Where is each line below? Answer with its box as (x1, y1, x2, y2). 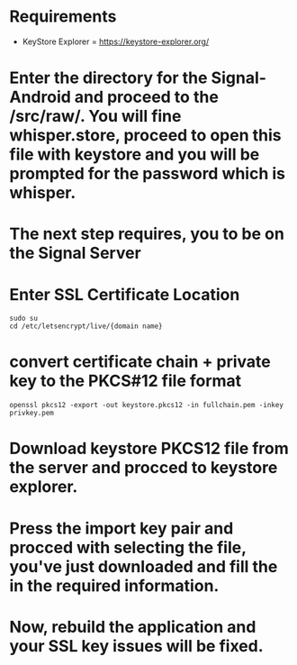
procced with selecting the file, (9, 537, 247, 558)
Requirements (9, 6, 117, 27)
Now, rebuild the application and (9, 616, 256, 637)
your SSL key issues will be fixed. (9, 635, 264, 656)
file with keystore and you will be (9, 144, 260, 165)
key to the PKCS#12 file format (9, 371, 242, 391)
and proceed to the (74, 87, 219, 107)
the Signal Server (9, 243, 141, 263)
